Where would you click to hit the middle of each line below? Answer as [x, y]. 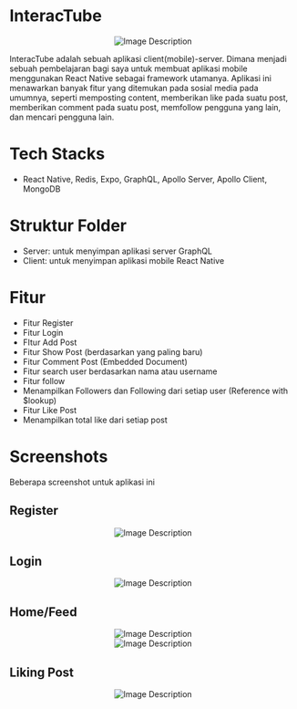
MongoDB [41, 189]
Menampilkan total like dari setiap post [95, 420]
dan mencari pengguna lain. [62, 117]
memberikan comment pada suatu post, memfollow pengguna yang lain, [145, 107]
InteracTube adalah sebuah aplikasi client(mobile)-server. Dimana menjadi [148, 58]
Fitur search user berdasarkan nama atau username [120, 371]
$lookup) [40, 400]
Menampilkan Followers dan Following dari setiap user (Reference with [155, 391]
